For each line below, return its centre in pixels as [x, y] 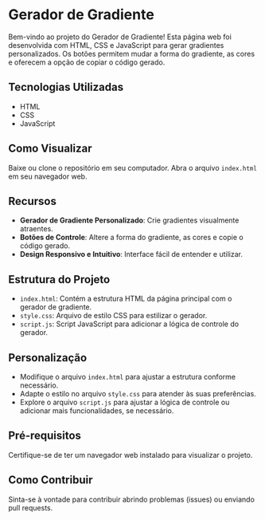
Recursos [33, 201]
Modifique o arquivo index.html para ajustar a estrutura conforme [128, 377]
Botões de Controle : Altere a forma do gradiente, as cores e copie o [132, 238]
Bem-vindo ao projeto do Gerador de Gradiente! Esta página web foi [120, 37]
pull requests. [31, 507]
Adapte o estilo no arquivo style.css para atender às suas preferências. [138, 394]
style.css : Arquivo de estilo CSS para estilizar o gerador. [113, 316]
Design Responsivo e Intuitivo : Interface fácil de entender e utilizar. [131, 254]
